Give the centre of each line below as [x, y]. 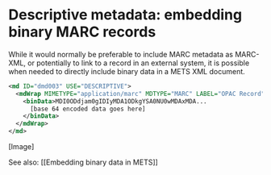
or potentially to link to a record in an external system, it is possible [139, 63]
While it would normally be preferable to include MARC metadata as [121, 54]
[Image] [21, 147]
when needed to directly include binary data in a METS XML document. [127, 71]
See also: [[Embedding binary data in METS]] [83, 162]
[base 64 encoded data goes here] [88, 109]
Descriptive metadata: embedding [125, 15]
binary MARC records [82, 32]
